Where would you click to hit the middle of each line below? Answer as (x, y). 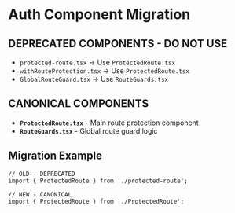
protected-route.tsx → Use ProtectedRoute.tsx (97, 62)
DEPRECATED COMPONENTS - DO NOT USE (118, 44)
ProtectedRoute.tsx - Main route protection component (109, 123)
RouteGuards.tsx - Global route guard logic (88, 130)
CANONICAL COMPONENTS (79, 104)
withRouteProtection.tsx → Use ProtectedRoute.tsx (105, 71)
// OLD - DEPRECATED (42, 174)
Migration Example (55, 156)
